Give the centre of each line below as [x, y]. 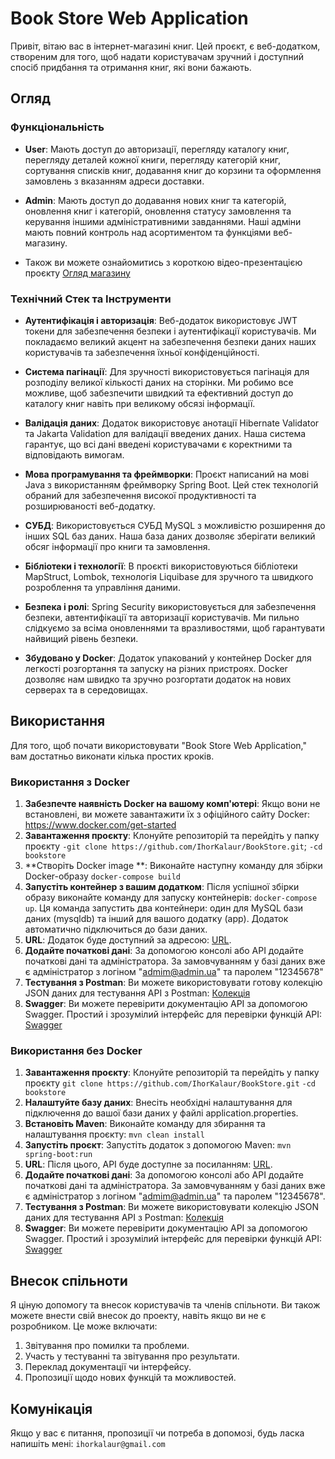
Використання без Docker [76, 1050]
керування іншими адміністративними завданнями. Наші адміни [163, 221]
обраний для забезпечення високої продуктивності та [140, 495]
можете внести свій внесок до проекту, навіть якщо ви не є [138, 1316]
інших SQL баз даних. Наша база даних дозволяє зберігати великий [170, 536]
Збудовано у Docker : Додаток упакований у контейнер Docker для [168, 658]
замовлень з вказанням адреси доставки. [114, 181]
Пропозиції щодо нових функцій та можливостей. [130, 1378]
